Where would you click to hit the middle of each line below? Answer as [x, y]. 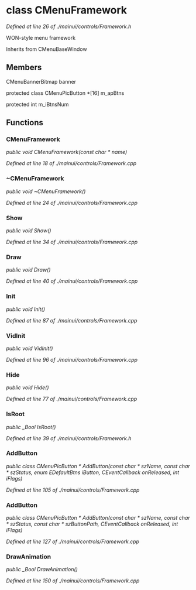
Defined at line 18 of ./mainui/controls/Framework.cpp [71, 163]
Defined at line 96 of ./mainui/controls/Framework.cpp [72, 359]
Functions [25, 123]
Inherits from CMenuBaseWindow [47, 49]
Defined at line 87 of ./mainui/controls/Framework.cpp [72, 320]
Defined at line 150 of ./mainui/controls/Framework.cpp [73, 581]
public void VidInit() [30, 348]
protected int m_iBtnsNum [37, 104]
